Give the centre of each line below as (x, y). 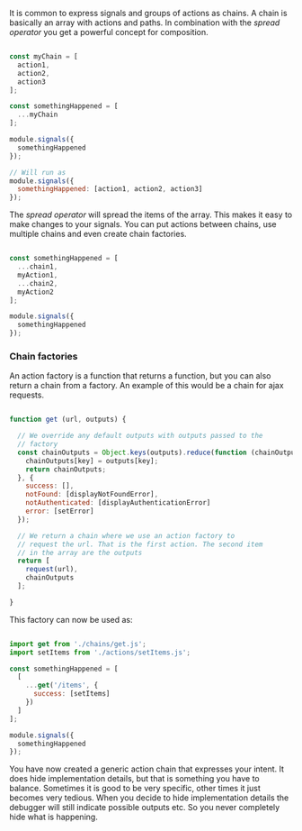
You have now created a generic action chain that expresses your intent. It (147, 769)
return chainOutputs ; (66, 469)
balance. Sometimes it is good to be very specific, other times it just (135, 789)
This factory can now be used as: (71, 619)
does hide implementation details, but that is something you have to (134, 779)
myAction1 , (38, 275)
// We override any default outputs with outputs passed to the (140, 436)
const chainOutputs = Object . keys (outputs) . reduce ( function (132, 452)
